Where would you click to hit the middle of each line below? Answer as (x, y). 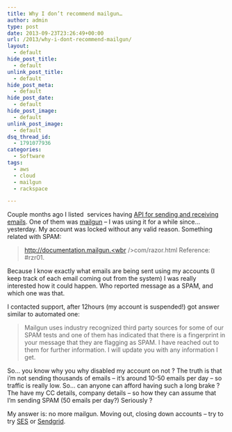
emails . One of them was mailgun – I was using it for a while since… (104, 222)
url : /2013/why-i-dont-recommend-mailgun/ (69, 40)
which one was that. (36, 293)
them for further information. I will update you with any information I (121, 350)
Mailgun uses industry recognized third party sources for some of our (124, 327)
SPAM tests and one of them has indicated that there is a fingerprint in (125, 335)
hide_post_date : (31, 98)
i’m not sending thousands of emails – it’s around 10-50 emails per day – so (115, 378)
